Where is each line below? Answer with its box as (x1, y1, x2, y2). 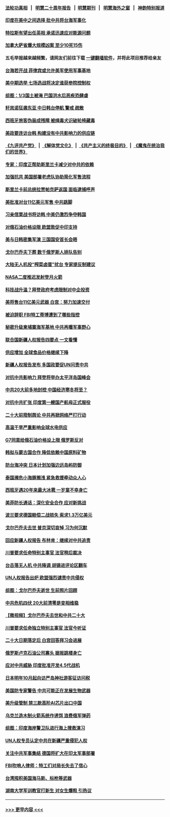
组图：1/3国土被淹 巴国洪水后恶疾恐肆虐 (5, 92, 89, 98)
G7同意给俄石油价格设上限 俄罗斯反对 (5, 437, 83, 443)
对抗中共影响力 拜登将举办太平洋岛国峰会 (5, 374, 91, 380)
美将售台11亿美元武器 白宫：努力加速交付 (5, 299, 90, 305)
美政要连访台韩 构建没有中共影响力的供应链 (5, 130, 95, 136)
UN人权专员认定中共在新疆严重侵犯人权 (5, 738, 88, 744)
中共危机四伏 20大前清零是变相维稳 (5, 600, 79, 606)
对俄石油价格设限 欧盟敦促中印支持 (5, 224, 77, 230)
